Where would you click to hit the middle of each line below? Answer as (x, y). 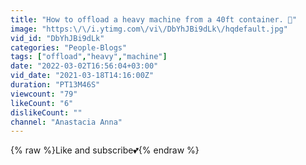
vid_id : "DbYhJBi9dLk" (57, 38)
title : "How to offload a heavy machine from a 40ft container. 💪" (154, 19)
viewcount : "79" (44, 94)
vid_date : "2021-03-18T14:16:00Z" (82, 76)
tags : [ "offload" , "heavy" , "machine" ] (89, 57)
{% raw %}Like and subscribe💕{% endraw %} (105, 150)
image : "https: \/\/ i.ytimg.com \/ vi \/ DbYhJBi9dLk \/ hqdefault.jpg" (149, 29)
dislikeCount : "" (46, 112)
